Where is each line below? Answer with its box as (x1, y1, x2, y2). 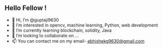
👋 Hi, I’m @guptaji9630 (11, 17, 59, 23)
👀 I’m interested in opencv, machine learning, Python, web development (11, 22, 159, 28)
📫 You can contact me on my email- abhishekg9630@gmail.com (11, 38, 145, 44)
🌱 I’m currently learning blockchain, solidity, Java (11, 27, 112, 33)
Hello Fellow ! (4, 4, 47, 12)
